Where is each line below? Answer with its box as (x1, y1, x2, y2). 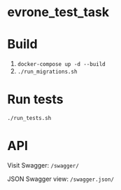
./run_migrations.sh (17, 68, 78, 76)
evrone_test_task (7, 4, 110, 20)
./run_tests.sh (7, 115, 52, 122)
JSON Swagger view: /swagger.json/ (7, 175, 114, 183)
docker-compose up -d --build (17, 61, 106, 68)
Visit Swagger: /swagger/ (7, 161, 79, 169)
